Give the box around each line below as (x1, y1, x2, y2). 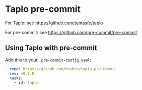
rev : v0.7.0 (9, 71, 35, 76)
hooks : (9, 76, 23, 81)
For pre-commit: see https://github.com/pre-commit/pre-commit (5, 29, 138, 35)
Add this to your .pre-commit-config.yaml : (5, 57, 92, 63)
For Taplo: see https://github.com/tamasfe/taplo (5, 20, 103, 26)
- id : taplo (14, 80, 39, 85)
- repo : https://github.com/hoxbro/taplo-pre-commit (5, 66, 117, 71)
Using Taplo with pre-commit (5, 44, 97, 52)
